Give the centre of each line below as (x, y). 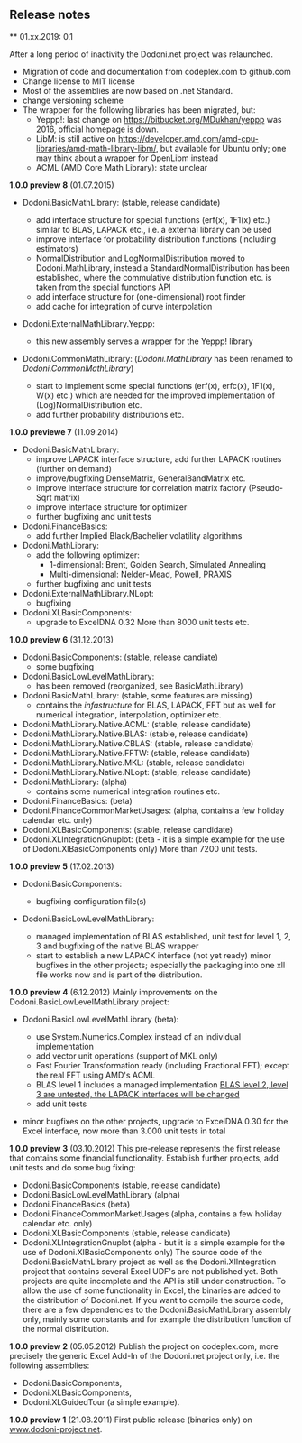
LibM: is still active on (76, 138)
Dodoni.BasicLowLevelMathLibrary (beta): (101, 1019)
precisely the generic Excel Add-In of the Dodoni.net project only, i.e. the (145, 1355)
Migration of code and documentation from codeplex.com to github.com (156, 71)
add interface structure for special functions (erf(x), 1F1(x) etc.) (153, 219)
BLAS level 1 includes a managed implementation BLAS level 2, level (162, 1084)
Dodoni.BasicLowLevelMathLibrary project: (89, 1002)
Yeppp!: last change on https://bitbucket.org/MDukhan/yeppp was (159, 119)
